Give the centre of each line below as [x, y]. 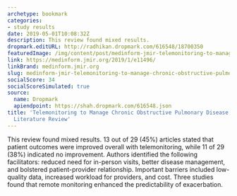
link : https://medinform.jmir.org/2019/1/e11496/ [82, 60]
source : [19, 93]
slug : [15, 73]
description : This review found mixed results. [79, 40]
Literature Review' [42, 119]
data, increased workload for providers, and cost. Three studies [121, 177]
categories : [25, 21]
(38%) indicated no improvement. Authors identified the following [103, 154]
